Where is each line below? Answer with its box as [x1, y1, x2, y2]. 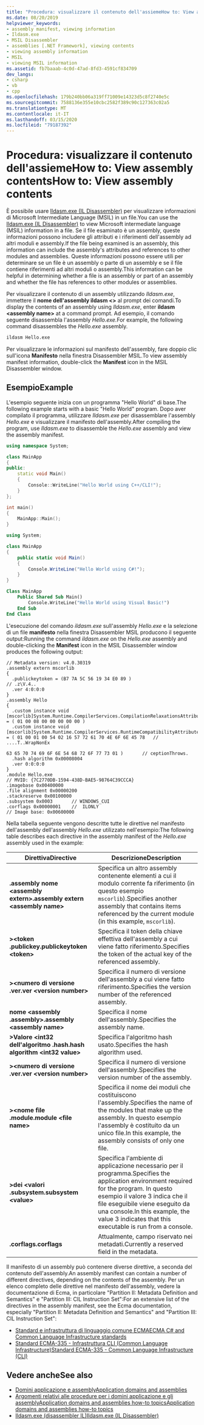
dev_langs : [6, 71, 34, 77]
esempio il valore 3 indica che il [98, 1192, 188, 1200]
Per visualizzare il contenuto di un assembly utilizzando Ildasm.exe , [6, 290, 175, 298]
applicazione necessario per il [98, 1161, 183, 1170]
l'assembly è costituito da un [98, 1121, 180, 1130]
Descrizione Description [111, 853, 182, 862]
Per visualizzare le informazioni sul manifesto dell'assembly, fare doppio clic [6, 345, 197, 353]
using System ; [6, 532, 42, 539]
